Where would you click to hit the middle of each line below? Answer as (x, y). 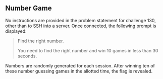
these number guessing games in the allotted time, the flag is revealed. (79, 71)
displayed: (16, 31)
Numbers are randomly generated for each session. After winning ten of (80, 65)
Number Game (29, 8)
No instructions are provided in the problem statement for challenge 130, (81, 20)
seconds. (27, 56)
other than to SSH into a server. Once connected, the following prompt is (81, 26)
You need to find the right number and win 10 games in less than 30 (88, 50)
